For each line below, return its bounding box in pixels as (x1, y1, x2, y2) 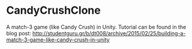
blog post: (6, 29, 31, 36)
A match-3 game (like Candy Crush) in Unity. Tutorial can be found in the (6, 23, 187, 30)
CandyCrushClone (6, 4, 101, 17)
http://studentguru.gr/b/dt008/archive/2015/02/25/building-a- (32, 29, 186, 36)
